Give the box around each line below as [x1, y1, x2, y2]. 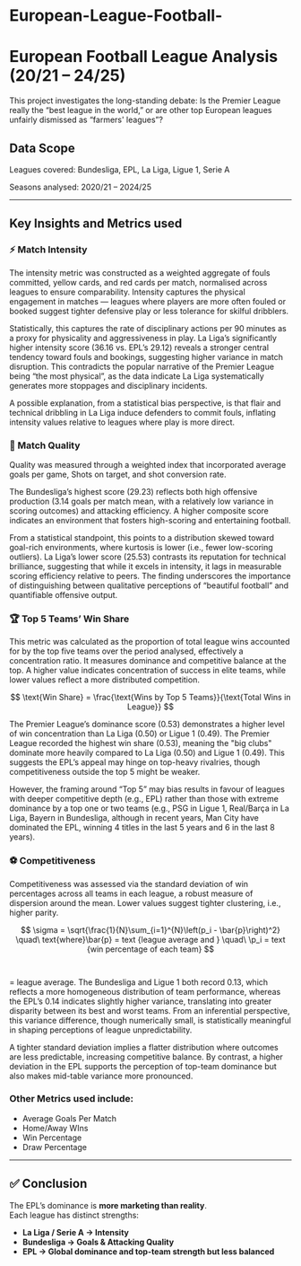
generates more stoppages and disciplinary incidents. [9, 380, 208, 391]
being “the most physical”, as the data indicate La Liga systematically [9, 370, 264, 382]
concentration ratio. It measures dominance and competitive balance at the [9, 655, 287, 666]
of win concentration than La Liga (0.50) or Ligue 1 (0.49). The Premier [9, 728, 271, 739]
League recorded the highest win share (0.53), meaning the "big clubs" [9, 738, 272, 749]
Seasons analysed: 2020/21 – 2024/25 [9, 181, 152, 192]
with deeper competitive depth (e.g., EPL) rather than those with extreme [9, 794, 279, 804]
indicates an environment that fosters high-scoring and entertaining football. [9, 514, 291, 525]
